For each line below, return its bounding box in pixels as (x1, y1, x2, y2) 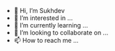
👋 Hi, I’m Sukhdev (13, 7, 65, 14)
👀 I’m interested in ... (13, 14, 73, 22)
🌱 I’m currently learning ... (13, 21, 89, 29)
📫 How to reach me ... (13, 37, 79, 44)
